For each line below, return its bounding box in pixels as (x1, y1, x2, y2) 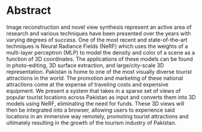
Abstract (6, 4, 51, 17)
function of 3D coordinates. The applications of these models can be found (6, 55, 193, 62)
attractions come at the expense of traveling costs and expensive (6, 80, 169, 88)
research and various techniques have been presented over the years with (6, 29, 191, 37)
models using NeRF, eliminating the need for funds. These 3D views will (6, 100, 185, 107)
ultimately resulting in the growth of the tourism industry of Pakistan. (6, 119, 177, 126)
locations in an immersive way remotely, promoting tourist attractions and (6, 112, 189, 120)
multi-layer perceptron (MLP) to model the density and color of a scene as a (6, 49, 195, 56)
